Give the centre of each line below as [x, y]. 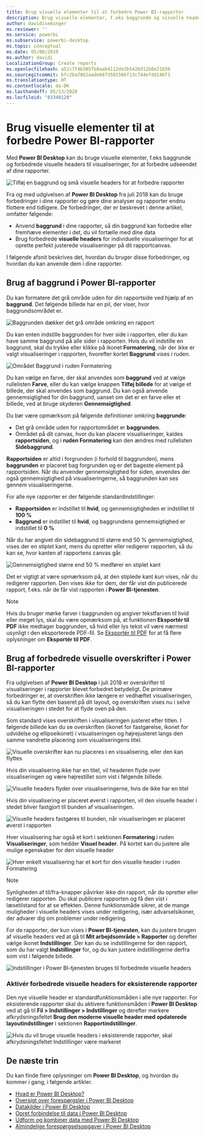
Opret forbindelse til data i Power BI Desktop [71, 1113]
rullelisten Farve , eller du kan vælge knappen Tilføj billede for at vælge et [99, 384]
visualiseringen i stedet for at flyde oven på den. [67, 709]
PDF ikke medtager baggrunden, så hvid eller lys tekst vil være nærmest [97, 626]
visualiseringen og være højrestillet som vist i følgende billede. [85, 777]
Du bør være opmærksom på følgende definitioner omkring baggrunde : [97, 415]
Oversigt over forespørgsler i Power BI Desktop [74, 1100]
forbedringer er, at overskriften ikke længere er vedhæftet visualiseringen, [99, 696]
